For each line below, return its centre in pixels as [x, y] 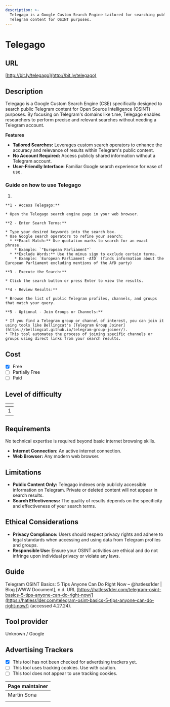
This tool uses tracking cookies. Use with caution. [64, 668]
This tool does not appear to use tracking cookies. [65, 673]
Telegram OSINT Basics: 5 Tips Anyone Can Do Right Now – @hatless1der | [83, 584]
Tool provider [27, 621]
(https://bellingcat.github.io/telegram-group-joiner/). [67, 330]
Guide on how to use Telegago [43, 185]
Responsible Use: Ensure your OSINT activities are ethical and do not [85, 550]
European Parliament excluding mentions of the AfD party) [69, 263]
